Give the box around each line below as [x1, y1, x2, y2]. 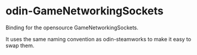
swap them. [5, 42, 35, 49]
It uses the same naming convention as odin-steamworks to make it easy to [5, 35, 192, 42]
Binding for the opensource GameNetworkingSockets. [5, 24, 138, 31]
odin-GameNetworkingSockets [5, 4, 164, 18]
